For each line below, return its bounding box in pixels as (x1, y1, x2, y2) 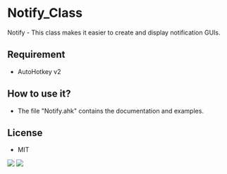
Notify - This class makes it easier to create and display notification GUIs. (7, 28, 221, 37)
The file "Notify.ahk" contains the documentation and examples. (17, 106, 204, 115)
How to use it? (7, 88, 71, 100)
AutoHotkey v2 (17, 67, 61, 75)
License (7, 127, 43, 139)
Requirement (7, 49, 66, 61)
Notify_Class (7, 5, 83, 21)
